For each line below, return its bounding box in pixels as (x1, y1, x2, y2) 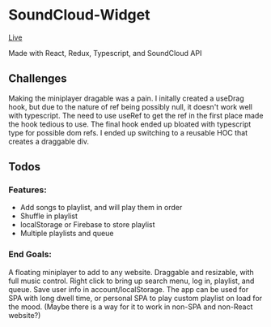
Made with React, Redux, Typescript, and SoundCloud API (8, 48, 202, 58)
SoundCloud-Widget (8, 6, 150, 24)
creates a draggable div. (8, 136, 89, 146)
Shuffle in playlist (19, 211, 78, 221)
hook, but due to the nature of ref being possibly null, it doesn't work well (8, 101, 253, 111)
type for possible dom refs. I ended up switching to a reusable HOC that (8, 127, 248, 137)
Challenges (8, 71, 67, 86)
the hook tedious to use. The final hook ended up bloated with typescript (8, 119, 252, 129)
